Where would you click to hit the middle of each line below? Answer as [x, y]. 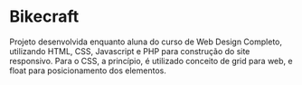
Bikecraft [44, 17]
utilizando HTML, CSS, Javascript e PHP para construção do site [130, 51]
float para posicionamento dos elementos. [88, 71]
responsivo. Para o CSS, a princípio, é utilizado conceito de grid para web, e [151, 61]
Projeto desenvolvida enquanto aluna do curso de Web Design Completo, [146, 42]
